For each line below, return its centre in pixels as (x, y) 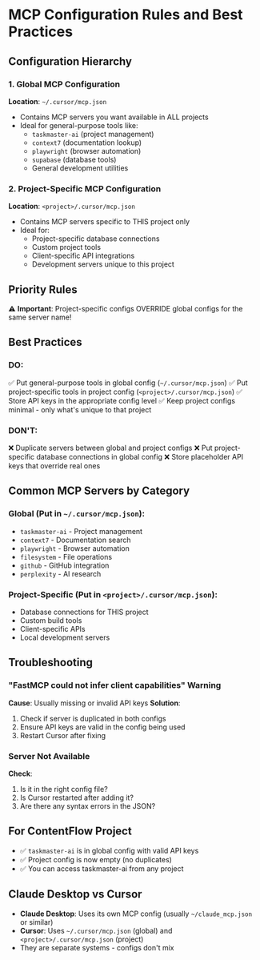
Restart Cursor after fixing (63, 735)
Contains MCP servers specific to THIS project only (105, 222)
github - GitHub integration (64, 565)
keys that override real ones (54, 465)
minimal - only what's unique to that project (80, 409)
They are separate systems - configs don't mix (97, 947)
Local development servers (65, 637)
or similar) (36, 922)
